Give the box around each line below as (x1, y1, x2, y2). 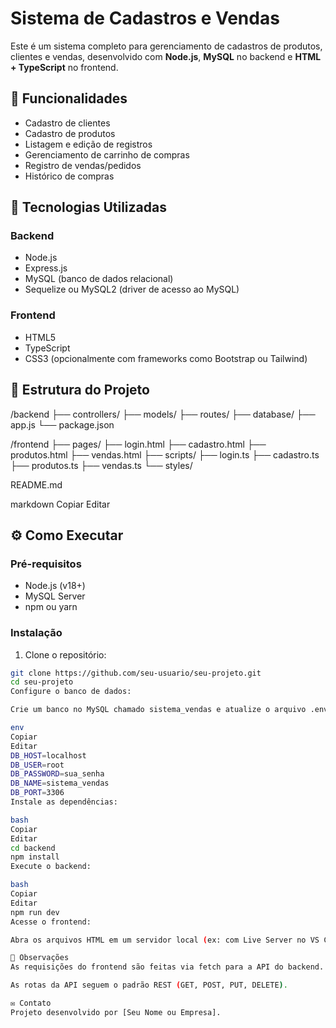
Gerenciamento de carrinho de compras (24, 148, 190, 161)
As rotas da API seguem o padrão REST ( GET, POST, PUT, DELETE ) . (10, 980, 288, 991)
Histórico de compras (24, 170, 115, 182)
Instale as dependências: (10, 797, 118, 807)
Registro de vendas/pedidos (24, 159, 142, 171)
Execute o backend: (10, 862, 92, 872)
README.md (10, 478, 63, 491)
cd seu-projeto (10, 677, 74, 687)
